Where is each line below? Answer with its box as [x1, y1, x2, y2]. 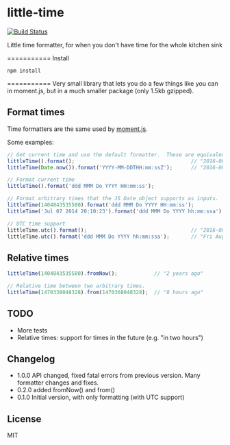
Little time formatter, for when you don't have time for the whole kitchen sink [7, 40, 223, 49]
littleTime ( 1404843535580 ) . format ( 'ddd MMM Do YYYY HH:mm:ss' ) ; [7, 202, 194, 208]
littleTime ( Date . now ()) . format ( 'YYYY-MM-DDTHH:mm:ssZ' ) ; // [7, 164, 197, 171]
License [7, 413, 42, 424]
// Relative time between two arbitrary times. [7, 282, 146, 289]
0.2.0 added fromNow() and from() [16, 386, 115, 394]
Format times [7, 106, 65, 118]
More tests [16, 326, 48, 334]
